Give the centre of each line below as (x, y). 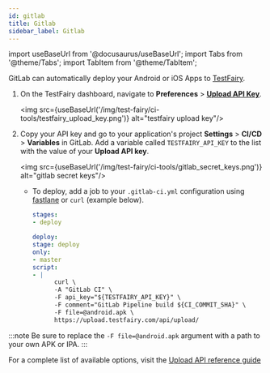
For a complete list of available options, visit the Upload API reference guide (135, 360)
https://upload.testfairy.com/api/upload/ (127, 320)
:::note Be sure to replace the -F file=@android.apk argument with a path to (134, 335)
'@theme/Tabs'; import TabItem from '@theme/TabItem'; (103, 62)
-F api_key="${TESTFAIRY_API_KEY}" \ (118, 298)
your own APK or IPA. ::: (48, 344)
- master (47, 259)
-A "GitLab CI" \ (83, 290)
